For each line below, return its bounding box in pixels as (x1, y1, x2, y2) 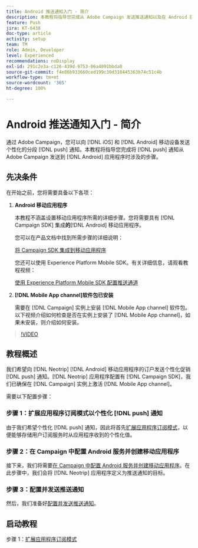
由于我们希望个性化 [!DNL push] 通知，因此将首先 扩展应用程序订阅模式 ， (6, 424, 183, 431)
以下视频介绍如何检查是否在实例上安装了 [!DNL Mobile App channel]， (14, 311, 186, 319)
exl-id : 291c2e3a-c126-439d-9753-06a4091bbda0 (6, 63, 123, 70)
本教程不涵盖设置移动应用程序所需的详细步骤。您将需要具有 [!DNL (14, 214, 175, 221)
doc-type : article (6, 31, 51, 37)
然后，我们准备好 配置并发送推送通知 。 (6, 500, 99, 507)
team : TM (6, 42, 28, 48)
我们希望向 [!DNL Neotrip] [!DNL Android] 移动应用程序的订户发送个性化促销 (6, 366, 191, 373)
